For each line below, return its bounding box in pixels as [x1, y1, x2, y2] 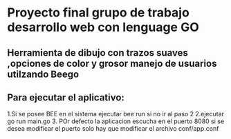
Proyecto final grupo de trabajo [7, 5, 190, 21]
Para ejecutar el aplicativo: [7, 92, 124, 103]
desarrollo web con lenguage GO [7, 19, 199, 35]
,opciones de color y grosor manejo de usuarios [7, 57, 217, 69]
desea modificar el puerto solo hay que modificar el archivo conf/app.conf [7, 125, 219, 133]
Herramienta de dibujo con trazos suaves [7, 47, 189, 58]
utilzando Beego [7, 68, 80, 80]
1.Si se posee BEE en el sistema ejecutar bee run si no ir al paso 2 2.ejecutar [7, 110, 225, 118]
